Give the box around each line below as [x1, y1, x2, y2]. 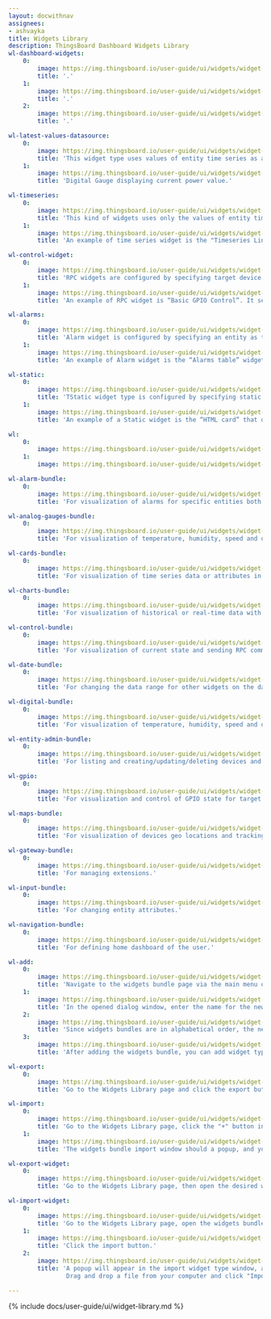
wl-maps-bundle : [8, 810, 63, 818]
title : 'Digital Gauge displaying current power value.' [37, 177, 232, 185]
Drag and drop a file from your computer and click [65, 1271, 244, 1280]
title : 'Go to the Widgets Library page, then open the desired [37, 1182, 258, 1190]
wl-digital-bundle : [8, 698, 74, 706]
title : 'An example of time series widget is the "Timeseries [37, 236, 251, 245]
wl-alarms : [8, 311, 45, 319]
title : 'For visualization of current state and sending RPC [37, 646, 248, 654]
